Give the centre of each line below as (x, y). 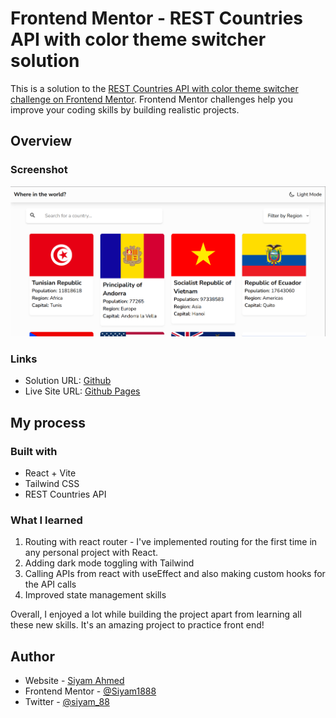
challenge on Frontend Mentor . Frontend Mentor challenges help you (151, 99)
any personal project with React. (91, 553)
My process (48, 422)
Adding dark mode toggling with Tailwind (109, 563)
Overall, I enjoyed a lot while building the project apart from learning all (156, 614)
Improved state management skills (95, 595)
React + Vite (50, 473)
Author (32, 656)
